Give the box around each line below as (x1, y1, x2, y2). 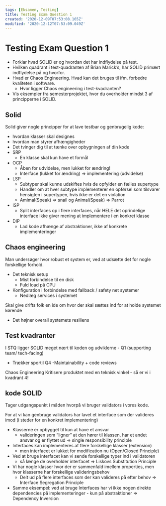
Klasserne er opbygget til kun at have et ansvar (12, 427, 109, 433)
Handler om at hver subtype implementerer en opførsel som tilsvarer (19, 186, 161, 192)
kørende (5, 307, 22, 313)
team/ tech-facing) (5, 350, 44, 356)
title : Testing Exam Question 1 (5, 12, 72, 17)
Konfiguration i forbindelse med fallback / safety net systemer (12, 287, 139, 293)
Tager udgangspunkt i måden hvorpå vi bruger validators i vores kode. (5, 402, 150, 408)
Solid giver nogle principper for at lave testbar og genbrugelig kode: (5, 124, 144, 129)
